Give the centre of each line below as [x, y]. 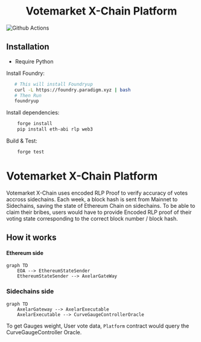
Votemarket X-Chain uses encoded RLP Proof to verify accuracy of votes [97, 193]
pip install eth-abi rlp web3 [55, 129]
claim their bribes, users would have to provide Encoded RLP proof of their [99, 212]
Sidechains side [30, 291]
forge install [35, 124]
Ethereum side [25, 253]
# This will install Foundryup [54, 84]
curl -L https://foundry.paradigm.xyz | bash [72, 90]
